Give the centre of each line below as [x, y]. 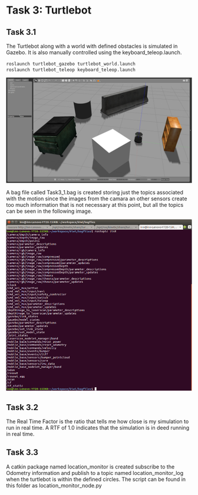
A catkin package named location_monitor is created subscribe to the [90, 467]
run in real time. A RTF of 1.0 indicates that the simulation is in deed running [98, 428]
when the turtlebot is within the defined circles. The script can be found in [96, 479]
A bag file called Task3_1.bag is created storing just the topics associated [95, 193]
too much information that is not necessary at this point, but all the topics [95, 205]
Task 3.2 [22, 407]
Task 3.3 [22, 452]
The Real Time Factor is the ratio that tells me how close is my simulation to [98, 421]
